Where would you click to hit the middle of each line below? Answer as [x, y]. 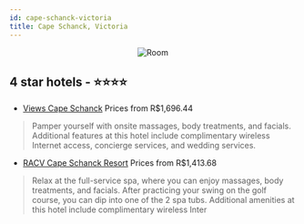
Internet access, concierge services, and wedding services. [144, 146]
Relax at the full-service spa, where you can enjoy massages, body [157, 181]
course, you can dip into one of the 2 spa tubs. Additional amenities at [163, 200]
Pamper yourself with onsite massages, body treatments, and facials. [161, 126]
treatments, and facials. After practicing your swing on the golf [149, 190]
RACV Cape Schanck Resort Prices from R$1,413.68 [119, 163]
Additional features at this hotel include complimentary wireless [151, 136]
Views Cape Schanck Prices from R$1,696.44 [108, 108]
